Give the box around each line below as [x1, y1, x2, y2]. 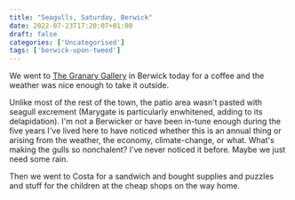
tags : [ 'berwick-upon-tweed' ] [9, 46, 122, 55]
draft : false [9, 29, 58, 38]
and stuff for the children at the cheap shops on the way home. [9, 180, 240, 191]
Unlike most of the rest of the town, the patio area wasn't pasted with [9, 97, 263, 108]
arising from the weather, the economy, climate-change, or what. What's [9, 135, 275, 146]
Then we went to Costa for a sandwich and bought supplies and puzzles [9, 171, 274, 182]
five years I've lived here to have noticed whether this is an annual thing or [9, 125, 282, 136]
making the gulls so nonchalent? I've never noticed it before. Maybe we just [9, 144, 286, 156]
